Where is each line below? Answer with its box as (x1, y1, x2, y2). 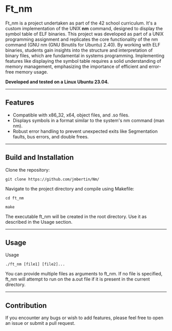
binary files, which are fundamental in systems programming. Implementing (5, 52, 165, 59)
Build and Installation (5, 153, 74, 162)
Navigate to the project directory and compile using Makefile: (5, 185, 135, 192)
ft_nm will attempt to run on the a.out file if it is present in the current (5, 276, 150, 282)
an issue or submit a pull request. (5, 320, 76, 326)
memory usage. (15, 68, 49, 75)
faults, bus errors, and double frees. (12, 133, 89, 139)
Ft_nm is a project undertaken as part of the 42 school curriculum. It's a (5, 20, 157, 26)
